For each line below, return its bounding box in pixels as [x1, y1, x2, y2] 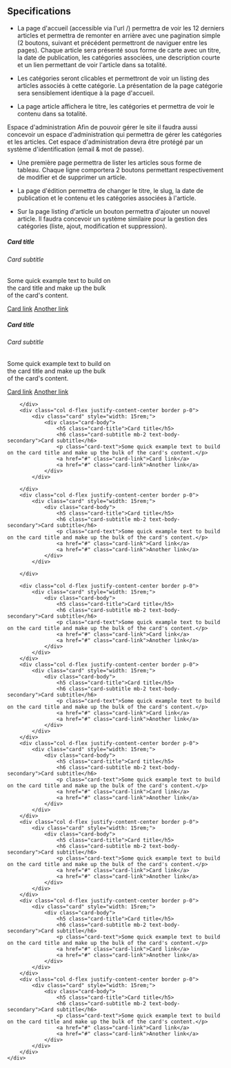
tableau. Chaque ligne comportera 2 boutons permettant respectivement [17, 165, 224, 174]
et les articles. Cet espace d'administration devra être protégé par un [7, 138, 203, 146]
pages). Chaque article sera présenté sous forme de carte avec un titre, [17, 46, 221, 54]
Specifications [7, 6, 71, 17]
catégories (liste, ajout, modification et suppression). [17, 221, 168, 230]
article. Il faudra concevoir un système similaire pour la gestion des [17, 214, 208, 223]
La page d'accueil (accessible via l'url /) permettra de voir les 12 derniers [17, 24, 225, 32]
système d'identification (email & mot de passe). [7, 145, 145, 153]
